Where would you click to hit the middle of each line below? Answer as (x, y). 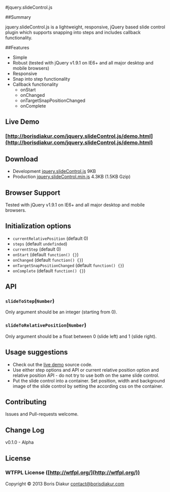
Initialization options (38, 226)
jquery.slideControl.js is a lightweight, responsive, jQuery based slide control (85, 27)
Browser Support (33, 192)
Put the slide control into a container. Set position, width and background (89, 380)
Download (22, 159)
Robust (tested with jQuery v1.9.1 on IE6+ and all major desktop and (83, 63)
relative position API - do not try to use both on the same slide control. (86, 375)
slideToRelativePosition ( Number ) (46, 325)
